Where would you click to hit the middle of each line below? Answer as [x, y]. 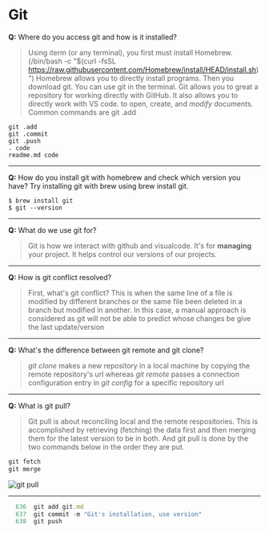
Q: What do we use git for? [53, 230]
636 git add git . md [50, 507]
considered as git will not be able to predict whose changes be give [139, 318]
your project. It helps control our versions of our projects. [122, 254]
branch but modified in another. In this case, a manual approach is [137, 310]
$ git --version [35, 208]
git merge [25, 469]
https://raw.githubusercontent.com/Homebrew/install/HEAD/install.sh [142, 69]
